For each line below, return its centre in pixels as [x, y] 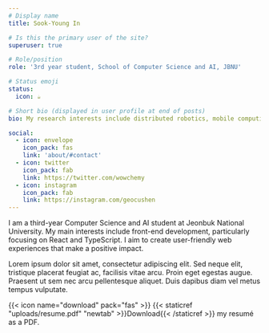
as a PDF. [24, 323]
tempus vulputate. [38, 290]
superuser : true [35, 45]
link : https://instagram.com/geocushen [89, 200]
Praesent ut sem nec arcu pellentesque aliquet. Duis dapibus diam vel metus [134, 281]
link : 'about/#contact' [62, 156]
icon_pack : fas [48, 148]
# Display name [34, 16]
